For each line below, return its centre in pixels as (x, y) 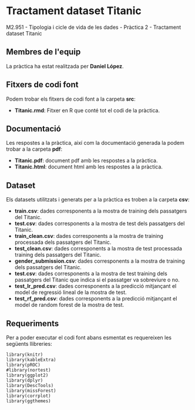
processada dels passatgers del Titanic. (63, 242)
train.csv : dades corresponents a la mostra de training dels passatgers (101, 211)
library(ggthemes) (28, 401)
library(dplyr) (25, 381)
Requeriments (33, 323)
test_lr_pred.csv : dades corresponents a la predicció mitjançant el (95, 286)
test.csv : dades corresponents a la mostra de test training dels (91, 274)
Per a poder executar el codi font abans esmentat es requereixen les (89, 338)
